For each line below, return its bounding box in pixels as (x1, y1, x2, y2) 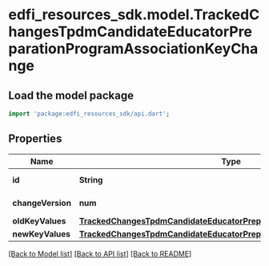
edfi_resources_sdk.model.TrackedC (8, 6, 260, 24)
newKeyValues (12, 228, 70, 240)
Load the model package (8, 88, 134, 102)
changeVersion (12, 197, 72, 208)
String (78, 174, 103, 185)
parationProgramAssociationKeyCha (8, 40, 259, 58)
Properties (8, 132, 62, 146)
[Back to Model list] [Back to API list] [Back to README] (8, 248, 192, 258)
